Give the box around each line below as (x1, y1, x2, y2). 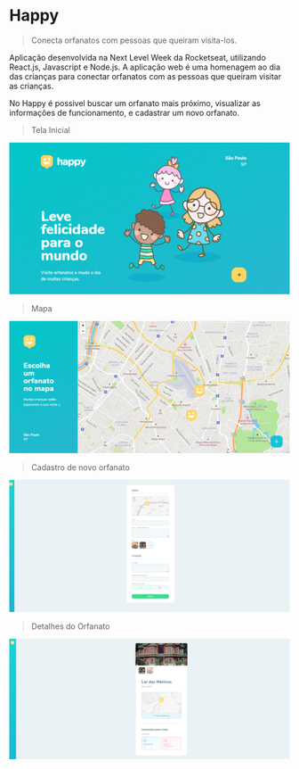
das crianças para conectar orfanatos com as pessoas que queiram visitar (9, 70, 282, 81)
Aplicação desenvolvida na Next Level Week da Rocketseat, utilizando (9, 52, 267, 62)
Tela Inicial (30, 124, 71, 135)
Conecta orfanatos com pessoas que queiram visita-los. (30, 35, 238, 45)
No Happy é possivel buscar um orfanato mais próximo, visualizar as (9, 97, 261, 108)
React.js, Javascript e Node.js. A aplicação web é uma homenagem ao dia (9, 62, 281, 72)
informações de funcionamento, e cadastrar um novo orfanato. (9, 107, 240, 118)
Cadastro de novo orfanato (30, 462, 131, 473)
